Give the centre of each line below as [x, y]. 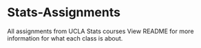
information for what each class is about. [65, 38]
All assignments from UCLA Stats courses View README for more [100, 31]
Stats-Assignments [64, 13]
